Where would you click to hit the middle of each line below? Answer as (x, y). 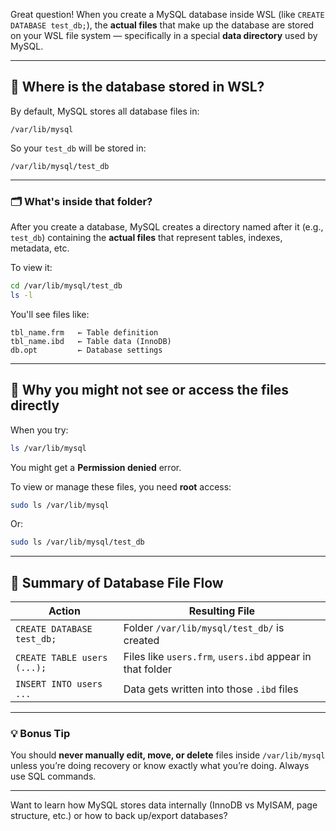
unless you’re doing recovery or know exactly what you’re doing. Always (160, 766)
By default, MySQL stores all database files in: (105, 111)
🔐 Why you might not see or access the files (150, 390)
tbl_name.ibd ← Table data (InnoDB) (91, 341)
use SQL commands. (53, 776)
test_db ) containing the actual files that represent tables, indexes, (146, 238)
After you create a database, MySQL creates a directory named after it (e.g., (167, 227)
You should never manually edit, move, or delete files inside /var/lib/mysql (168, 755)
